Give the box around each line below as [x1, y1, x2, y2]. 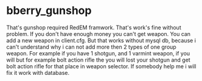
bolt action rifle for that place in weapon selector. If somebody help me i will [6, 62, 197, 70]
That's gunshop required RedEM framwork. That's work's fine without [6, 24, 181, 31]
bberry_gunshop [6, 4, 92, 18]
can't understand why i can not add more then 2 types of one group [6, 43, 176, 51]
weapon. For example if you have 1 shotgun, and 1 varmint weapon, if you [6, 49, 190, 57]
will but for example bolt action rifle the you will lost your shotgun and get [6, 56, 190, 63]
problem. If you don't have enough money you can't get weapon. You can [6, 30, 190, 37]
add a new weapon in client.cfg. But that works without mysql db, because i [6, 37, 197, 44]
